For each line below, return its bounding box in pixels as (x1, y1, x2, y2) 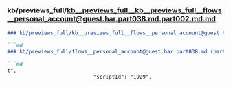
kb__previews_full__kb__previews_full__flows (66, 5, 222, 15)
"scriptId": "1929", (93, 73, 153, 80)
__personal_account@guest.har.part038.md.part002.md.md (7, 14, 217, 23)
